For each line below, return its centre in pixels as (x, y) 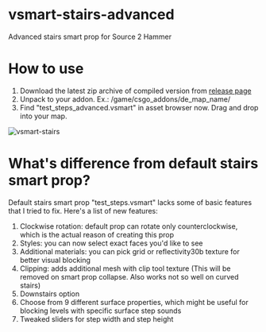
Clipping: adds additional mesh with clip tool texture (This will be (125, 268)
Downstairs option (50, 293)
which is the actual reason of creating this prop (97, 234)
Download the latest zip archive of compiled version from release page (135, 91)
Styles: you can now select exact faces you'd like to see (112, 243)
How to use (46, 69)
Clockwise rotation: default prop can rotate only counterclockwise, (129, 226)
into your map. (43, 116)
